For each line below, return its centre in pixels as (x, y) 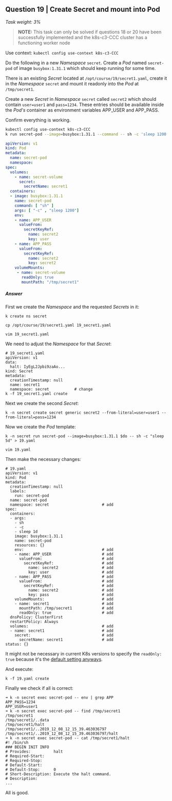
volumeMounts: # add (64, 599)
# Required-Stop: (24, 760)
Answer (14, 294)
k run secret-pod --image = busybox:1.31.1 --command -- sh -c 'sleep (80, 134)
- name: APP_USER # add (64, 554)
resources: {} (30, 545)
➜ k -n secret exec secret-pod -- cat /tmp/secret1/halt (68, 738)
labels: (18, 491)
